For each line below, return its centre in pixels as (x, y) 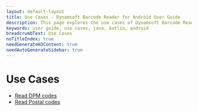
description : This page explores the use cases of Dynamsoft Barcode (93, 22)
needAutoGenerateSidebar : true (44, 50)
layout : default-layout (35, 12)
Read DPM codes (36, 96)
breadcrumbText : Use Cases (39, 34)
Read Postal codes (37, 102)
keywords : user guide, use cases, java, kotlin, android (77, 28)
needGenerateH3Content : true (42, 45)
